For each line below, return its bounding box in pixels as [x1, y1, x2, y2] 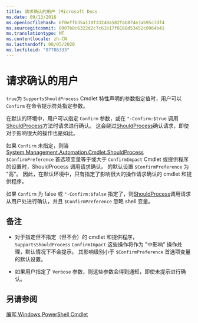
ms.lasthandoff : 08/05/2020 [6, 42, 75, 48]
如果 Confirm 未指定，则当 [6, 142, 69, 149]
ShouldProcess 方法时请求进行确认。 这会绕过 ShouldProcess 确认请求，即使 [6, 122, 190, 129]
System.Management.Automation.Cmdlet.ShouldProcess [6, 149, 144, 156]
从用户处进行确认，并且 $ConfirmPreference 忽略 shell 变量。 [6, 197, 154, 205]
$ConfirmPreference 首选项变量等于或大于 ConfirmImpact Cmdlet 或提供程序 [6, 156, 189, 163]
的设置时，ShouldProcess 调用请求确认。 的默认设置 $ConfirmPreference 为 [6, 163, 189, 170]
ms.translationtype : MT [6, 31, 65, 37]
